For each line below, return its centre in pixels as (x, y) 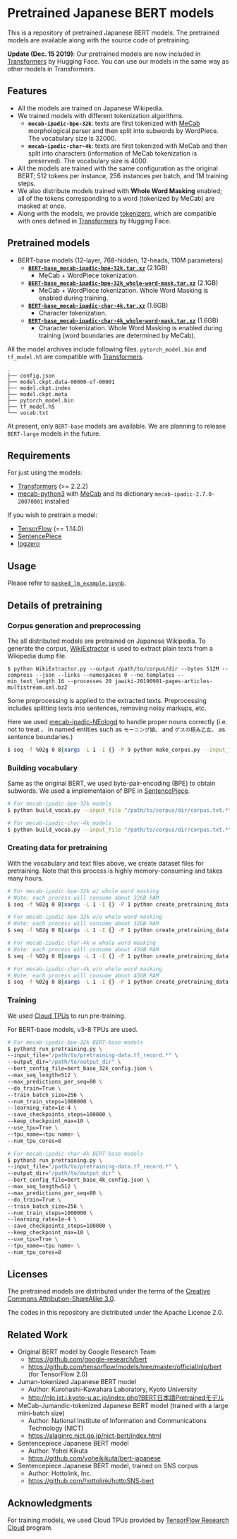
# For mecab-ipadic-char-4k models (60, 823)
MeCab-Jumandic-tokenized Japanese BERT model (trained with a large (123, 1406)
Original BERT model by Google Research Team (87, 1352)
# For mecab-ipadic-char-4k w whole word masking (82, 943)
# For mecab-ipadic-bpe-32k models (60, 804)
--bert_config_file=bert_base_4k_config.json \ (79, 1180)
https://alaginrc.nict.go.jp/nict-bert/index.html (95, 1436)
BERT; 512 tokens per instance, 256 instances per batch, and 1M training (122, 175)
